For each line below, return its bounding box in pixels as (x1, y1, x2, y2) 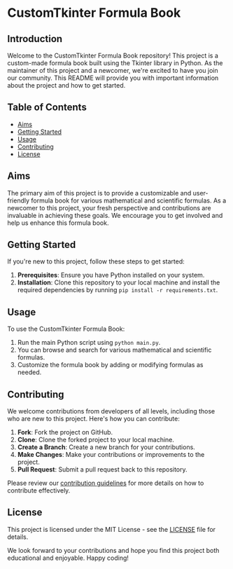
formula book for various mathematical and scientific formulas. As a (31, 196, 227, 205)
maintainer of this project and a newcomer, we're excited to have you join (7, 67, 218, 74)
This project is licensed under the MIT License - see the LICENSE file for (7, 525, 216, 533)
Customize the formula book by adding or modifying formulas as (17, 361, 204, 369)
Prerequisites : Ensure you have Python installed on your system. (17, 271, 205, 280)
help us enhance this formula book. (7, 219, 109, 227)
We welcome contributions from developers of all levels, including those (7, 407, 216, 416)
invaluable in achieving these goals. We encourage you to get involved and (7, 211, 223, 219)
